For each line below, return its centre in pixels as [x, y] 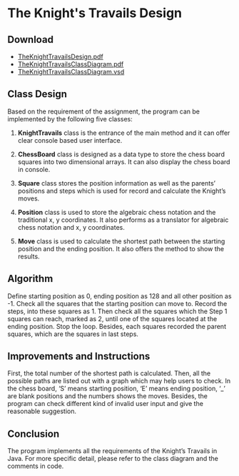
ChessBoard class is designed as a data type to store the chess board [121, 154]
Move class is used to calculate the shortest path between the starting [121, 241]
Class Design [37, 94]
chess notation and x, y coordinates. [71, 227]
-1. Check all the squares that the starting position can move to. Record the [117, 303]
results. [29, 256]
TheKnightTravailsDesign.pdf [60, 56]
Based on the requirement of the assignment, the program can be [103, 111]
